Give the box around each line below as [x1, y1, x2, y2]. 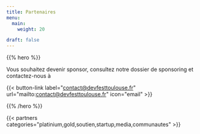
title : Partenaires [6, 9, 56, 15]
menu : [6, 15, 20, 21]
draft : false [6, 37, 40, 43]
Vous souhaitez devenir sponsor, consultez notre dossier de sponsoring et [6, 65, 194, 73]
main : [12, 20, 26, 26]
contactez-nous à [6, 72, 51, 80]
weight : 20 [17, 26, 45, 32]
